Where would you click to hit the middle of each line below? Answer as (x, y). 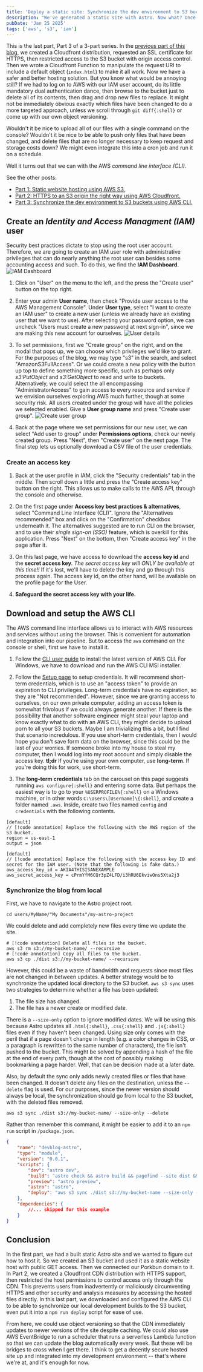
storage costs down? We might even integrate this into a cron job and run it (100, 148)
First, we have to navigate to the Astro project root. (69, 903)
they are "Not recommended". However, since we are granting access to (105, 696)
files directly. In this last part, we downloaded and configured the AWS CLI (99, 1299)
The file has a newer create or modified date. (71, 1008)
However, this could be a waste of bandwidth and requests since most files (100, 971)
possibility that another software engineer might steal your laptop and (101, 716)
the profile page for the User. (51, 582)
